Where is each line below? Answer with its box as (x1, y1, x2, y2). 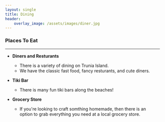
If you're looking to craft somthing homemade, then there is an (19, 106, 146, 112)
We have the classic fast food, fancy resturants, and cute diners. (19, 67, 150, 74)
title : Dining (5, 12, 34, 17)
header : (5, 16, 21, 21)
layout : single (5, 7, 36, 12)
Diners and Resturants (12, 53, 59, 59)
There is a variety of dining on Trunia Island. (19, 62, 109, 68)
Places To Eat (5, 37, 38, 44)
